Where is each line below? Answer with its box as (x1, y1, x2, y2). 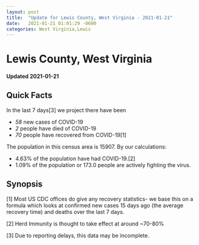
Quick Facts (6, 90, 53, 101)
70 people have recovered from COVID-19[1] (15, 131, 127, 138)
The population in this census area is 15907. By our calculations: (6, 143, 167, 150)
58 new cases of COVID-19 (15, 118, 83, 126)
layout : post (6, 9, 40, 15)
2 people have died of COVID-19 (15, 124, 97, 132)
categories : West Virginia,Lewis (6, 26, 91, 32)
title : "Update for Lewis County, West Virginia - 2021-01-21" (6, 15, 173, 21)
